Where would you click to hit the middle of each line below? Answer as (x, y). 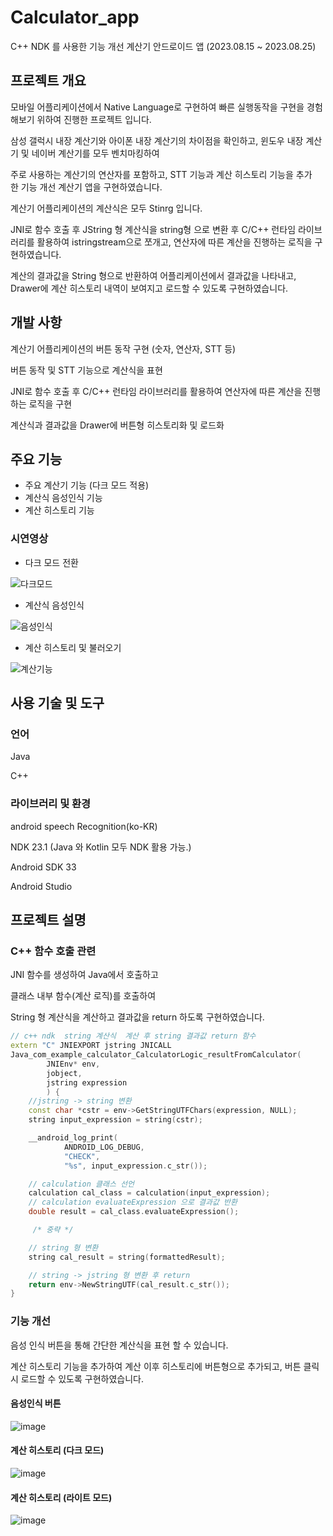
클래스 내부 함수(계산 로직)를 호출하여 (83, 996)
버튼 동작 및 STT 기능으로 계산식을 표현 (86, 370)
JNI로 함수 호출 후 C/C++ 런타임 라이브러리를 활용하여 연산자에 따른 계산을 (156, 391)
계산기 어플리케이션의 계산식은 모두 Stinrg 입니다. (106, 208)
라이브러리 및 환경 (51, 804)
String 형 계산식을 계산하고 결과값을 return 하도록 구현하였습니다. (137, 1017)
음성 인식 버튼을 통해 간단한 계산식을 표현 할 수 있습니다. (119, 1345)
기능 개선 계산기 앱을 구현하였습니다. (91, 187)
